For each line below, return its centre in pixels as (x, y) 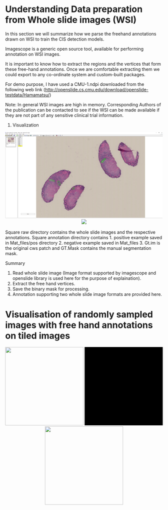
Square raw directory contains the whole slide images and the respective (80, 232)
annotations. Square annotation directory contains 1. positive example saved (84, 237)
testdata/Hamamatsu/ (27, 95)
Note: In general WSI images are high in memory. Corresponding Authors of (83, 104)
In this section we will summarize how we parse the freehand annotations (81, 34)
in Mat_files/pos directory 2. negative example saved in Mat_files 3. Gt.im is (83, 243)
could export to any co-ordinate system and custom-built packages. (75, 74)
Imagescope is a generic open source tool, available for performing (74, 49)
